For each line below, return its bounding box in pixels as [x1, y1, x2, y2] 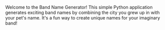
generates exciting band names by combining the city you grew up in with [5, 9, 160, 15]
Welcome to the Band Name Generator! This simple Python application [5, 4, 153, 10]
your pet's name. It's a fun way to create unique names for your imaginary [5, 15, 160, 20]
